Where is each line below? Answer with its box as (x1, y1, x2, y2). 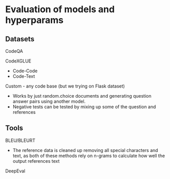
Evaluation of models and (5, 4, 115, 15)
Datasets (5, 35, 35, 43)
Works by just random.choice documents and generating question (12, 93, 152, 99)
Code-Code (12, 68, 38, 74)
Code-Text (12, 73, 35, 79)
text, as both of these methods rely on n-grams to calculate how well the (12, 153, 165, 159)
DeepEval (5, 168, 25, 174)
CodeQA (5, 48, 23, 54)
